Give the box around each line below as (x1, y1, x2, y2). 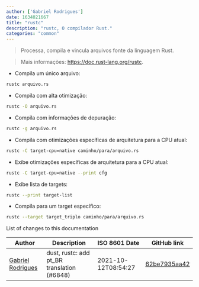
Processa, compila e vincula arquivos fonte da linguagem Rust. (20, 47, 174, 54)
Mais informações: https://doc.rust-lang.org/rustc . (20, 59, 144, 66)
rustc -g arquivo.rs (6, 125, 57, 131)
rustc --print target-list (6, 192, 73, 198)
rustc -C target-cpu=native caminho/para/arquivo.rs (6, 147, 139, 154)
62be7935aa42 (145, 260, 190, 268)
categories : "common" (6, 31, 60, 37)
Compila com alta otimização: (14, 92, 88, 99)
